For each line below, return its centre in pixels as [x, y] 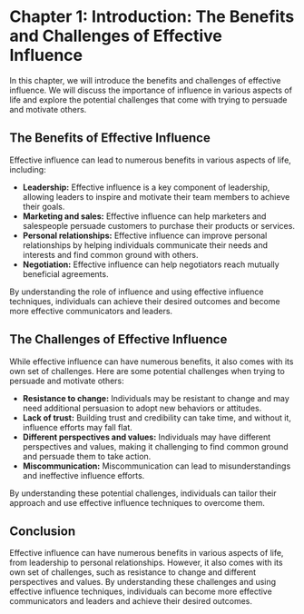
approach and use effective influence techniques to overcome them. [137, 502]
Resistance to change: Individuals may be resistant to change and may [156, 398]
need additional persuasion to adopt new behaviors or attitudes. [142, 408]
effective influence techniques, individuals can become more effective [141, 591]
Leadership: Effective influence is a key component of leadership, [146, 187]
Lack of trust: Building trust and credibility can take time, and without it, [157, 417]
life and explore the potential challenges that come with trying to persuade [148, 99]
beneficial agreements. [65, 273]
